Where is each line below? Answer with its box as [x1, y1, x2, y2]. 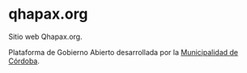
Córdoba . [8, 56, 40, 66]
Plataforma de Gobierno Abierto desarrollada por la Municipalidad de [8, 47, 239, 57]
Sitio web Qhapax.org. [8, 32, 83, 41]
